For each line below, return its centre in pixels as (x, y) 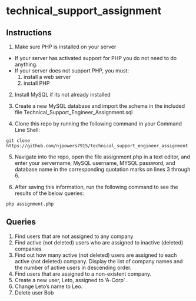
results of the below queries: (49, 193)
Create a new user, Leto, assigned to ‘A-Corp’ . (71, 280)
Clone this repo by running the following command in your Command (98, 124)
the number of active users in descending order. (73, 267)
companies (28, 249)
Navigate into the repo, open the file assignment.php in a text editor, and (102, 157)
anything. (26, 64)
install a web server (47, 77)
